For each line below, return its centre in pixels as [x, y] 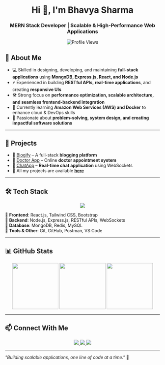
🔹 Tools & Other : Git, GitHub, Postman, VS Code [54, 230]
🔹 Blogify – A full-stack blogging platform [55, 155]
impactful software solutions [42, 123]
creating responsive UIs [37, 90]
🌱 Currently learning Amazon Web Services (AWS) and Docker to [79, 107]
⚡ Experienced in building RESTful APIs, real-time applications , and [82, 83]
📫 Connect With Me [37, 328]
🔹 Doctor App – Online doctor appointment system [64, 160]
